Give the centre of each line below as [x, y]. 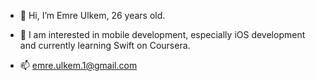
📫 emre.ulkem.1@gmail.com [78, 65]
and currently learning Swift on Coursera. [105, 45]
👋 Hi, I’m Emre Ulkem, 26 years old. [92, 15]
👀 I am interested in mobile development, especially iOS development [162, 34]
